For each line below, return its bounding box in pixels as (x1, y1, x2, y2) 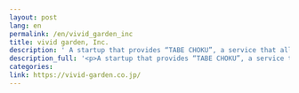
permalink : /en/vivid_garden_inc (9, 29, 133, 38)
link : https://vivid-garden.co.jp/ (9, 71, 141, 80)
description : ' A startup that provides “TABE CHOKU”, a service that (9, 46, 277, 55)
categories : (9, 63, 53, 72)
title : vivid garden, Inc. (9, 37, 109, 47)
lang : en (9, 21, 42, 30)
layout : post (9, 12, 58, 22)
